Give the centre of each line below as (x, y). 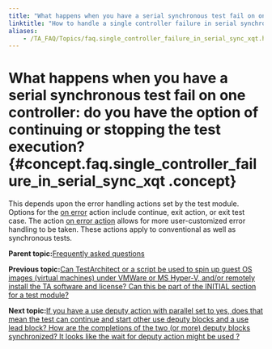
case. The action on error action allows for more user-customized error (127, 221)
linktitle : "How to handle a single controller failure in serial (123, 23)
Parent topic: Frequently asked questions (76, 254)
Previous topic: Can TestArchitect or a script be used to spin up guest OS (130, 269)
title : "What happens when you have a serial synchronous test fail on (132, 16)
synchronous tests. (40, 238)
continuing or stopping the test (115, 130)
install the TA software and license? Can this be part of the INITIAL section (132, 287)
